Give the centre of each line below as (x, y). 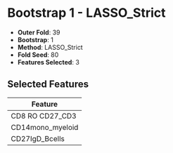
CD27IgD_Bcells (38, 138)
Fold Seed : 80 (38, 55)
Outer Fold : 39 (39, 32)
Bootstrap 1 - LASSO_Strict (87, 13)
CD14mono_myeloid (45, 127)
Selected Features (48, 85)
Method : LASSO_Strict (50, 47)
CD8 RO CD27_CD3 (44, 116)
